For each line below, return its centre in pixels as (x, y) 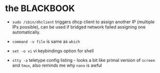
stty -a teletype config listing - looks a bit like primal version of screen (83, 60)
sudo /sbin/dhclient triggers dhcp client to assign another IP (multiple (83, 22)
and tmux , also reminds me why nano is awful (57, 65)
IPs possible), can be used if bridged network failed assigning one (79, 27)
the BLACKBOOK (40, 8)
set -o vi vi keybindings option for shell (53, 51)
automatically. (26, 32)
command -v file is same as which (46, 41)
